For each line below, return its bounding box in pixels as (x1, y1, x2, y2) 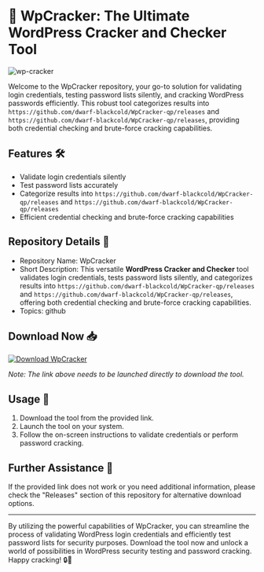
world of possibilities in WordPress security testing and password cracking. (8, 546, 252, 555)
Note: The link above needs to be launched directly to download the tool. (8, 369, 245, 379)
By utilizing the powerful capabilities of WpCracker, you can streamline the (8, 522, 250, 530)
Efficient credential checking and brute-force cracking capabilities (19, 212, 234, 222)
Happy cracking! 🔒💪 (8, 555, 72, 564)
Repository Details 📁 (8, 235, 110, 248)
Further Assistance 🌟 (8, 461, 114, 475)
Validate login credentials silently (19, 172, 126, 181)
